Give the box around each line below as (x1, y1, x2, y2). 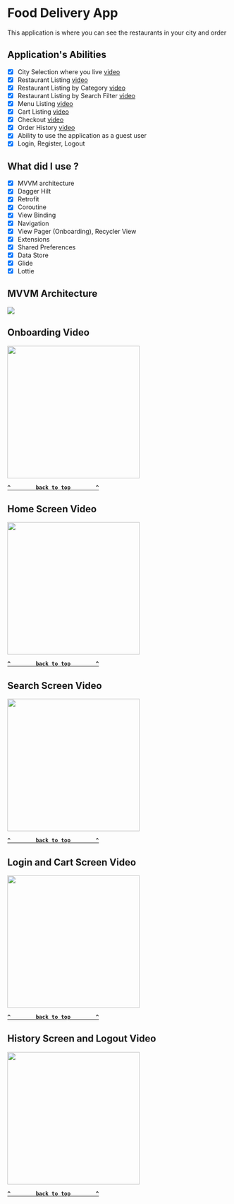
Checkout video (17, 115, 64, 124)
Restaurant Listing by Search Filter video (17, 91, 136, 100)
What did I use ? (7, 160, 79, 172)
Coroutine (17, 203, 47, 211)
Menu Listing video (17, 100, 73, 107)
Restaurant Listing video (17, 76, 88, 84)
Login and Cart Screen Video (7, 856, 136, 868)
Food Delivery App (7, 5, 118, 21)
